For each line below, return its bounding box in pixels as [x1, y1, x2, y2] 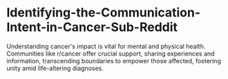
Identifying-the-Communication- [6, 5, 201, 21]
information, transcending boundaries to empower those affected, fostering [6, 56, 222, 65]
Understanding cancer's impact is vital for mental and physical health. [6, 42, 206, 50]
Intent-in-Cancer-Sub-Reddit [6, 19, 178, 35]
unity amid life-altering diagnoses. [6, 64, 104, 72]
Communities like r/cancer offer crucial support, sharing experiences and [6, 49, 215, 58]
